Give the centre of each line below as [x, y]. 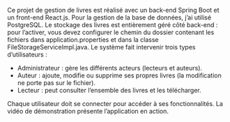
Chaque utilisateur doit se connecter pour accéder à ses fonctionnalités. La [115, 104]
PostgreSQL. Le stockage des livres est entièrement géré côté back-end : [113, 25]
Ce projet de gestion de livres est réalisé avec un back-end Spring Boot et [113, 10]
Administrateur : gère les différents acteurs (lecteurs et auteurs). [110, 68]
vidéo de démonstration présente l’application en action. [88, 111]
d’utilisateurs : [27, 54]
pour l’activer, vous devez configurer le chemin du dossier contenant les [111, 32]
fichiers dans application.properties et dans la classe [83, 40]
